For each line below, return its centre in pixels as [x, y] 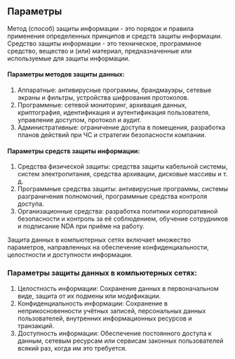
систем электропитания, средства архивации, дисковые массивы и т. [122, 174]
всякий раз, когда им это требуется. [72, 348]
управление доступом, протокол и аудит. [79, 120]
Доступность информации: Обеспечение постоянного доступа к [114, 333]
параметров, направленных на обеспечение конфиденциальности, [108, 247]
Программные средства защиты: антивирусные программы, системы [123, 189]
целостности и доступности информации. [70, 255]
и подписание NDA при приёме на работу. [81, 226]
